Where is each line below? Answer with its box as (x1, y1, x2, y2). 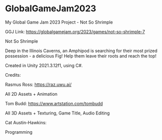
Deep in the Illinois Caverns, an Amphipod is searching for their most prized (5, 48, 158, 54)
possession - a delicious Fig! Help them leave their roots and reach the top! (5, 53, 157, 59)
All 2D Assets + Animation (5, 91, 58, 97)
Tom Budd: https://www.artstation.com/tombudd (5, 100, 103, 106)
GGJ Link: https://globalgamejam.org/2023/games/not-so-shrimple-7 (5, 28, 145, 34)
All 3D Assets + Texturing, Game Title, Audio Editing (5, 110, 110, 116)
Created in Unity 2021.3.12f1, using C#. (5, 62, 83, 68)
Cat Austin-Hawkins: (5, 119, 47, 125)
